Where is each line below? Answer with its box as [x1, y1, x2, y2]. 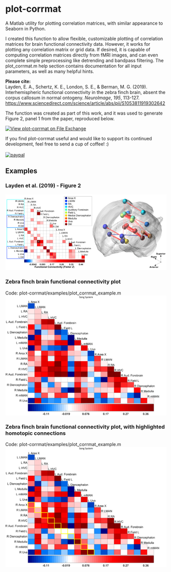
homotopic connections [5, 430, 66, 437]
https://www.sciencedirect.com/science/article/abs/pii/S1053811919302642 [5, 100, 165, 106]
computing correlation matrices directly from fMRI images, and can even [5, 52, 158, 58]
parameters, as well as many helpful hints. [5, 68, 94, 75]
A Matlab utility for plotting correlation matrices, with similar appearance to [5, 20, 163, 26]
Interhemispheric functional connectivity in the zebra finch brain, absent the [5, 89, 165, 95]
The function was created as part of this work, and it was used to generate [5, 110, 163, 116]
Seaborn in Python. [5, 25, 46, 31]
